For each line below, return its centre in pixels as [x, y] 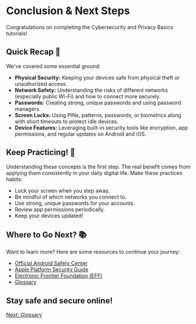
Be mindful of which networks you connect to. [71, 197]
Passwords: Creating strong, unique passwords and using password [98, 103]
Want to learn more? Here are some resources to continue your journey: [93, 252]
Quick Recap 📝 [33, 52]
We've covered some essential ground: [54, 66]
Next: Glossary [24, 315]
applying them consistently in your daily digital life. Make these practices [94, 173]
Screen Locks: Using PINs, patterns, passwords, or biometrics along [98, 115]
